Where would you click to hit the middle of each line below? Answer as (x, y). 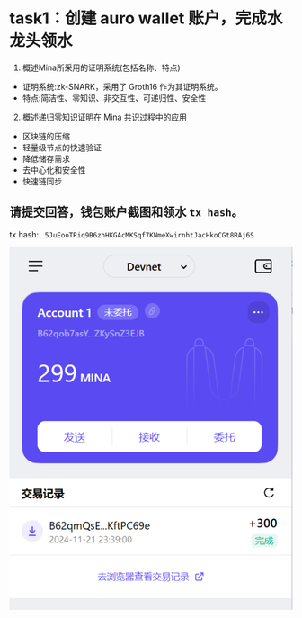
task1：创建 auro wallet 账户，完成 (138, 18)
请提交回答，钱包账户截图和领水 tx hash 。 (127, 212)
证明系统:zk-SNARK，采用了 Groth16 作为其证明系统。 (122, 86)
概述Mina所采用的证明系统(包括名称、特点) (102, 67)
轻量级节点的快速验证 (62, 147)
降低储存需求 (46, 158)
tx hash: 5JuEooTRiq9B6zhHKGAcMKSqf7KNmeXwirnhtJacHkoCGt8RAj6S (132, 234)
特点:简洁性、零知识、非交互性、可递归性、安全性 (114, 98)
